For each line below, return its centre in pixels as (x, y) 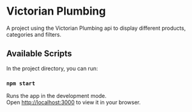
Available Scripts (39, 54)
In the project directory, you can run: (52, 68)
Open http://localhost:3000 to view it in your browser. (74, 102)
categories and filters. (34, 34)
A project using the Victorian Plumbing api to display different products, (96, 28)
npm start (21, 83)
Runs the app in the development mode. (56, 96)
